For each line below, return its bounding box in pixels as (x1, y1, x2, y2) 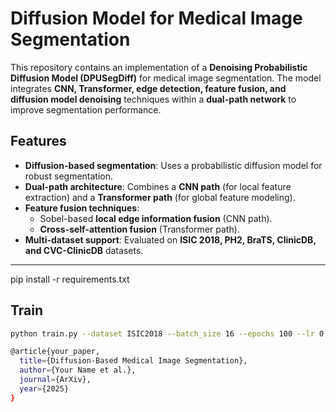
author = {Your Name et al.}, (19, 365, 137, 376)
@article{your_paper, (10, 347, 101, 357)
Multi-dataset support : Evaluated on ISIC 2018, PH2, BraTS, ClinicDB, (24, 233, 317, 246)
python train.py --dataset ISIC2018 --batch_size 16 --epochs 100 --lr (10, 328, 315, 339)
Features (10, 133, 67, 150)
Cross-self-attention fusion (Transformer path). (39, 223, 240, 235)
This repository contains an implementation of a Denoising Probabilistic (10, 61, 308, 73)
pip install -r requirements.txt (10, 273, 130, 285)
